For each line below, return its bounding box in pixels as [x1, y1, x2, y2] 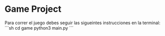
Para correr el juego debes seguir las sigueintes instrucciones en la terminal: [4, 20, 161, 26]
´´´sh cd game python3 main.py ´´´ [4, 25, 74, 31]
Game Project [4, 3, 62, 15]
